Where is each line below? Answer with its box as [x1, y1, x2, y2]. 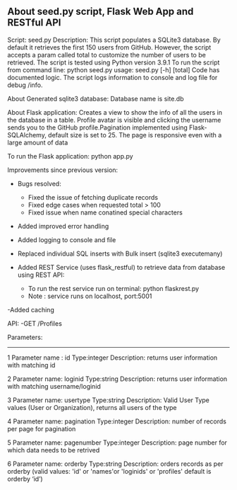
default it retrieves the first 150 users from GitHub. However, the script [7, 42, 212, 52]
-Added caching [7, 305, 54, 314]
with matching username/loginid [7, 382, 101, 390]
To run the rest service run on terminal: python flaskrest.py [28, 284, 200, 292]
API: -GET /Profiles [7, 319, 62, 328]
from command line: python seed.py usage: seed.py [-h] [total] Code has [7, 65, 220, 74]
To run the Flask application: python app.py [7, 152, 133, 160]
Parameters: [7, 333, 43, 341]
